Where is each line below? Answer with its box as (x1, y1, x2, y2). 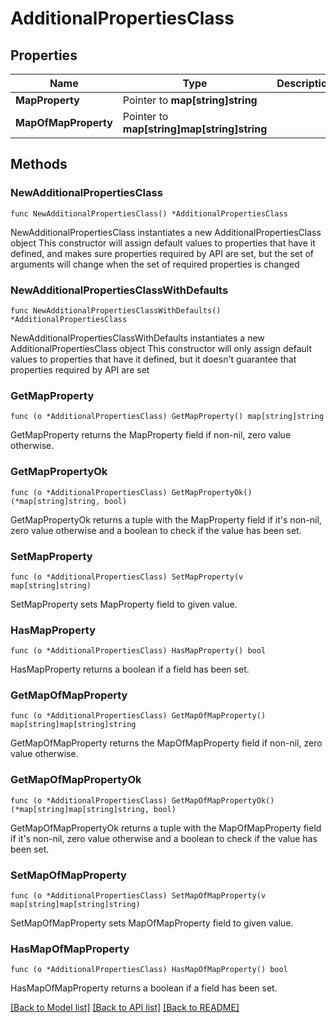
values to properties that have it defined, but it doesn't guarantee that (10, 353, 297, 365)
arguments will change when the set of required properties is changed (10, 258, 300, 270)
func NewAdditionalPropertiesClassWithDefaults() (10, 305, 222, 316)
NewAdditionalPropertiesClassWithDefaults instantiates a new (10, 332, 265, 344)
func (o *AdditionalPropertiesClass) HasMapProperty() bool (10, 646, 267, 656)
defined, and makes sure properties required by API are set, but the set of (10, 247, 315, 259)
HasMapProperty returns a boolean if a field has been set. (10, 663, 250, 676)
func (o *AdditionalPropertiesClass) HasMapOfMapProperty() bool (10, 965, 288, 975)
